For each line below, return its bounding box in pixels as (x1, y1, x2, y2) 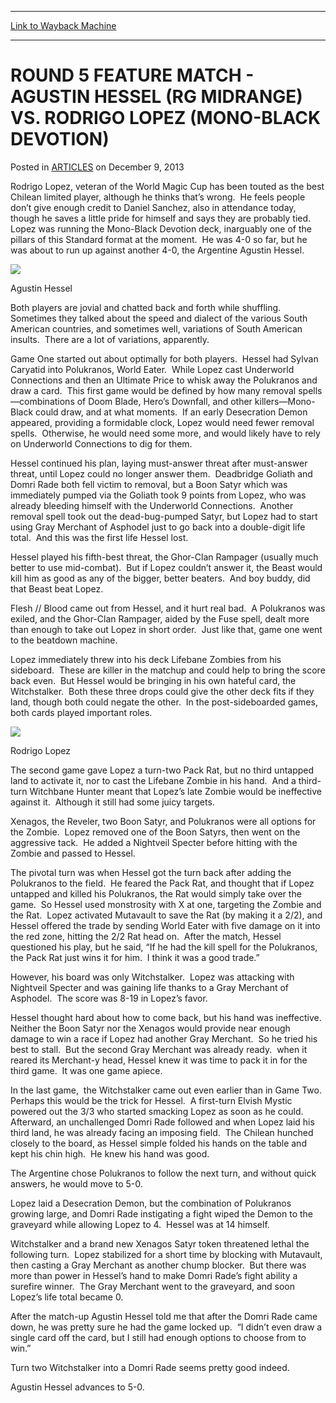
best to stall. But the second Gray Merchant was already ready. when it (10, 1043, 308, 1055)
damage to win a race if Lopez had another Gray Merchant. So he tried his (10, 1032, 318, 1045)
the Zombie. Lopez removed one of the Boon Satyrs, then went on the (10, 826, 301, 838)
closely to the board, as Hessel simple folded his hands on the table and (10, 1137, 307, 1149)
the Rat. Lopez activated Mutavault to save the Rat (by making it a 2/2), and (10, 909, 323, 921)
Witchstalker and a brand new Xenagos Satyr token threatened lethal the (10, 1237, 310, 1250)
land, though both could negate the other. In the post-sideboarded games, (10, 696, 318, 708)
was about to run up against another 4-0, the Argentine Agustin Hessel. (10, 244, 305, 256)
